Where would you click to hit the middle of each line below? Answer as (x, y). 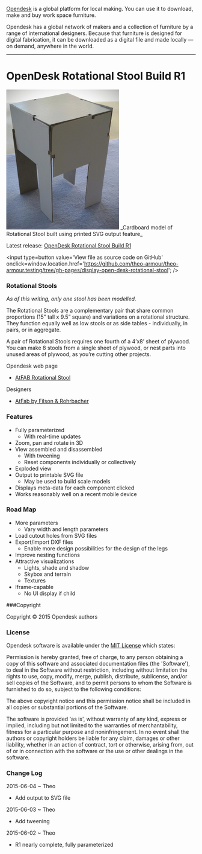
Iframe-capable (34, 587)
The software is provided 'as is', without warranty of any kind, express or (96, 719)
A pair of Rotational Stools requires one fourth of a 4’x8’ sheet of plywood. (98, 342)
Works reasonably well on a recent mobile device (76, 494)
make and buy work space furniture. (51, 15)
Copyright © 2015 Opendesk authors (52, 617)
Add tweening (32, 821)
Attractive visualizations (44, 561)
